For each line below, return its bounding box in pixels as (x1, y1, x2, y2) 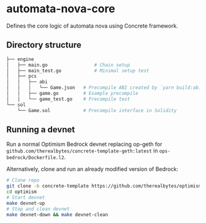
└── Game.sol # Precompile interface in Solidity (17, 107, 177, 113)
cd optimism (6, 189, 37, 195)
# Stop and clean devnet (6, 206, 70, 212)
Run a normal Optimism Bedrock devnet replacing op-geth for (6, 140, 162, 148)
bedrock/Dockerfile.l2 (6, 155, 64, 161)
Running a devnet (6, 124, 75, 135)
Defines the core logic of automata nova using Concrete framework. (6, 22, 178, 29)
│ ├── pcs (6, 73, 37, 80)
